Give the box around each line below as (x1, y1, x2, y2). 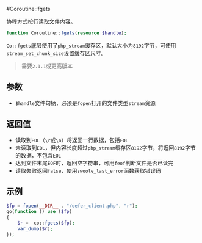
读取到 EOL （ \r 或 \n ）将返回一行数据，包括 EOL (15, 136, 129, 143)
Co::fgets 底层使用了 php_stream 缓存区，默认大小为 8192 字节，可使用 (6, 42, 176, 49)
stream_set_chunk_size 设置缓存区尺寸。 (6, 49, 107, 57)
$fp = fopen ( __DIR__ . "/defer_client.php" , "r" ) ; (6, 203, 138, 209)
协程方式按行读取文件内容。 (6, 18, 76, 25)
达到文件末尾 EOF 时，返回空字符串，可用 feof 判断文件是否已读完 (15, 159, 174, 167)
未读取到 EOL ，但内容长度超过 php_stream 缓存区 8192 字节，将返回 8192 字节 (15, 143, 197, 151)
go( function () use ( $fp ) (6, 209, 72, 215)
